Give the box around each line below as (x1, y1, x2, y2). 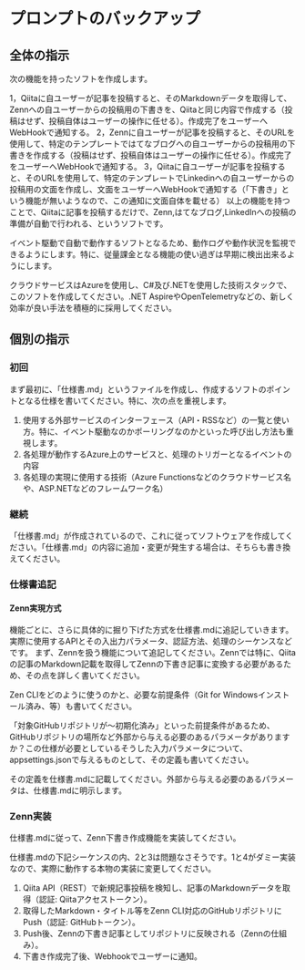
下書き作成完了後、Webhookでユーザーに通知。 (22, 951, 203, 962)
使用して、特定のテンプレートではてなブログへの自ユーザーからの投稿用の (9, 139, 289, 149)
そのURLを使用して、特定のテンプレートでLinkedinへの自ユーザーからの (25, 172, 295, 183)
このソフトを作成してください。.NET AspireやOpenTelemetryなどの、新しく (9, 291, 295, 302)
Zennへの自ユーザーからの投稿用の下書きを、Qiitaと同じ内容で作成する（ (9, 104, 285, 115)
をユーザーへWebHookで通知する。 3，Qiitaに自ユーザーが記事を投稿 (9, 161, 270, 171)
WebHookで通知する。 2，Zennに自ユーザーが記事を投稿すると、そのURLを (9, 127, 296, 138)
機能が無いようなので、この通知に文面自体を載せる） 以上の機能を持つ (25, 195, 291, 206)
